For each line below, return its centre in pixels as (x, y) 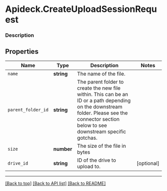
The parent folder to (100, 82)
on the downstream (100, 106)
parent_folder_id (28, 110)
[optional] (148, 163)
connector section (98, 119)
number (63, 149)
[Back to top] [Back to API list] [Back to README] (55, 183)
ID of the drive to (96, 160)
